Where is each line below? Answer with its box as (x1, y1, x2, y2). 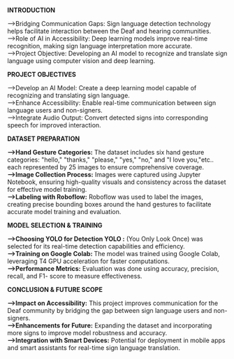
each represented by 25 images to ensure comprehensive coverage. (7, 163, 205, 171)
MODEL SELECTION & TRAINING (7, 221, 103, 230)
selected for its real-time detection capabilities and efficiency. (7, 242, 185, 251)
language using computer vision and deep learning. (7, 57, 156, 65)
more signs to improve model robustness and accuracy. (7, 329, 168, 337)
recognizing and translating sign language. (7, 91, 131, 99)
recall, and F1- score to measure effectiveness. (7, 272, 142, 280)
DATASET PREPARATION (7, 134, 80, 143)
